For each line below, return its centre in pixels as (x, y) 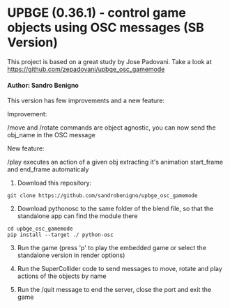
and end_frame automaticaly (48, 169)
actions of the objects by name (62, 276)
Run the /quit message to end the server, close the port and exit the (114, 290)
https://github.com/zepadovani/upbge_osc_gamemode (86, 69)
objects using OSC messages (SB (106, 28)
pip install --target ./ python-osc (60, 235)
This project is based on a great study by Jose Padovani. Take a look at (110, 61)
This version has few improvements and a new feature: (86, 101)
